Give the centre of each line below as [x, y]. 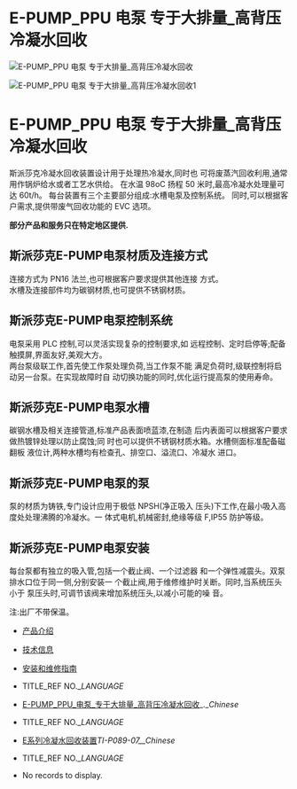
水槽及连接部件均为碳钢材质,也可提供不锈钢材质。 [100, 290]
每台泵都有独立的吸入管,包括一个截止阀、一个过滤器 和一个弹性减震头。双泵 [147, 570]
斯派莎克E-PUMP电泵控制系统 [91, 320]
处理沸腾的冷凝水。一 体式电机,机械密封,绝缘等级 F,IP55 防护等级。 [146, 517]
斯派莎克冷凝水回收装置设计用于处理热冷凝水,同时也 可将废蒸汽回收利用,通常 [148, 173]
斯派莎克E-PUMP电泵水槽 [79, 407]
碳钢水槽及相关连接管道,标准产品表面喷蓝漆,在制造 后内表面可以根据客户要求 [148, 430]
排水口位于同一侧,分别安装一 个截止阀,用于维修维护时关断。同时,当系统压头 [146, 582]
